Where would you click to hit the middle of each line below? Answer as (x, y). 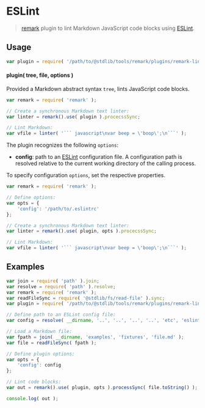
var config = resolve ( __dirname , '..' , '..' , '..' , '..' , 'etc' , (92, 321)
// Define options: (31, 198)
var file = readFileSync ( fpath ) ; (52, 343)
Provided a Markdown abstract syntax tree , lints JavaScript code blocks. (98, 89)
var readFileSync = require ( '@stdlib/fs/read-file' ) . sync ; (86, 298)
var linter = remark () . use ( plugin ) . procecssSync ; (73, 117)
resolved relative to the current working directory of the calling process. (106, 164)
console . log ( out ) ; (33, 398)
